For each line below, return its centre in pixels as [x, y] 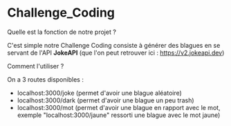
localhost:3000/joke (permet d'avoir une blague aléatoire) [99, 93]
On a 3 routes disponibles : [46, 79]
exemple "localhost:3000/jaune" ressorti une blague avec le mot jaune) [119, 115]
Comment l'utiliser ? [36, 66]
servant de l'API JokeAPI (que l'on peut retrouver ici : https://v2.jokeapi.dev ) [116, 53]
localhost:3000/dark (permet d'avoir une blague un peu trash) [106, 100]
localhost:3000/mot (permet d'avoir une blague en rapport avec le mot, [119, 107]
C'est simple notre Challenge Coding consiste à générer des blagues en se [114, 45]
